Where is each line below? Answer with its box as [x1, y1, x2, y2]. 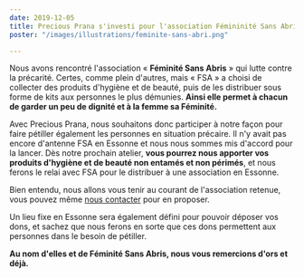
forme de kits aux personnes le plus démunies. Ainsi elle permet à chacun [9, 91, 288, 102]
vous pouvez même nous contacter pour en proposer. [9, 194, 210, 205]
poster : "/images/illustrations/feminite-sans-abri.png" [9, 30, 229, 39]
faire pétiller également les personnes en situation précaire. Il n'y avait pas [9, 129, 287, 139]
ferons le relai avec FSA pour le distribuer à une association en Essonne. [9, 167, 280, 177]
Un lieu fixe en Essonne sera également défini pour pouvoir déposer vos [9, 212, 279, 223]
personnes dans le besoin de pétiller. [9, 231, 147, 242]
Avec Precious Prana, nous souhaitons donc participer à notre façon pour [9, 119, 283, 129]
